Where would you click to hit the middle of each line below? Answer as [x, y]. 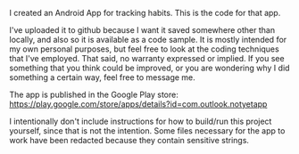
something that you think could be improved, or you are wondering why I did [149, 68]
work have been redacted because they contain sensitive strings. [129, 140]
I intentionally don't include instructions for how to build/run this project [141, 121]
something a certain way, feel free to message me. [103, 77]
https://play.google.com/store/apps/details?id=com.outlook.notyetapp [138, 104]
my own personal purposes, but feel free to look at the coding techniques [144, 49]
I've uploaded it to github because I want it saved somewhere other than [142, 30]
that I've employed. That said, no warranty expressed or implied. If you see [147, 58]
